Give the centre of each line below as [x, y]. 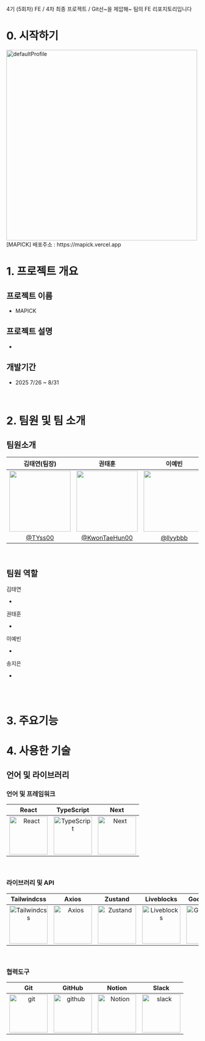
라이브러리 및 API [31, 883]
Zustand [117, 899]
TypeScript [73, 810]
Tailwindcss [29, 899]
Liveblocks [161, 899]
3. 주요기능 [32, 721]
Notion [117, 988]
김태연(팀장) [40, 463]
